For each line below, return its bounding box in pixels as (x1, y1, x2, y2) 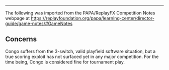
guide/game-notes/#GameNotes (5, 20, 73, 26)
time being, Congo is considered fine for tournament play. (5, 58, 125, 65)
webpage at (5, 15, 30, 21)
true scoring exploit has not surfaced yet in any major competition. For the (5, 53, 159, 59)
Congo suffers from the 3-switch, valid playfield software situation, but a (5, 48, 156, 54)
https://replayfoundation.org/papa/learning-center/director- (31, 15, 155, 21)
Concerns (5, 35, 37, 43)
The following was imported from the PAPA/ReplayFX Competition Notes (5, 10, 155, 15)
